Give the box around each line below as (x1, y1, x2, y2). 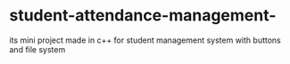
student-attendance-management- (9, 5, 277, 26)
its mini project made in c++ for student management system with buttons (9, 35, 281, 45)
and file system (9, 44, 66, 54)
